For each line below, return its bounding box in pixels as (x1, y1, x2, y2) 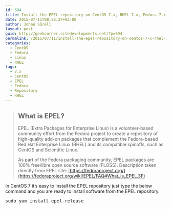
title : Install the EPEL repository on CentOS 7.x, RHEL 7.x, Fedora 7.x (5, 12, 166, 17)
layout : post (5, 27, 33, 32)
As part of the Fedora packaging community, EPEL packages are (17, 156, 155, 163)
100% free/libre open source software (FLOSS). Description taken (17, 162, 157, 168)
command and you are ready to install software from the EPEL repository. (5, 188, 160, 194)
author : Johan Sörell (5, 21, 52, 27)
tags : (5, 64, 17, 69)
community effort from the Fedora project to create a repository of (17, 130, 158, 137)
